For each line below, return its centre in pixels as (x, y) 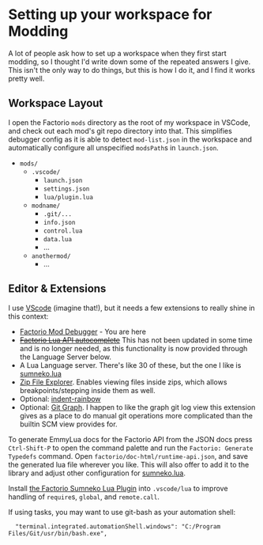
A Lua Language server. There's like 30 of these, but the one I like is (130, 365)
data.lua (58, 239)
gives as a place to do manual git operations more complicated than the (136, 415)
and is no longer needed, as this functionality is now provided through (133, 348)
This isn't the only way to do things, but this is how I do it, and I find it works (131, 70)
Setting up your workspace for (110, 15)
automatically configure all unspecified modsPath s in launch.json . (113, 147)
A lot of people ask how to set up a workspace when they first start (117, 53)
